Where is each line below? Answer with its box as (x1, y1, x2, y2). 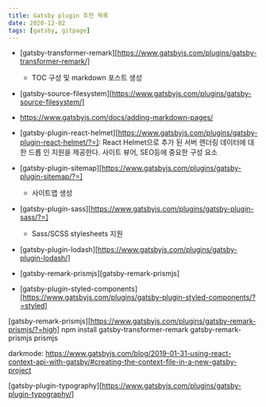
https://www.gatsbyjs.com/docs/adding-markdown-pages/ (19, 113, 214, 122)
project (8, 366, 32, 375)
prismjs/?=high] (8, 325, 60, 335)
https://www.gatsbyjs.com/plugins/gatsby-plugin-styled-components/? (22, 293, 256, 302)
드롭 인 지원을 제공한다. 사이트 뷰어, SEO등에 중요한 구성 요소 (28, 148, 218, 157)
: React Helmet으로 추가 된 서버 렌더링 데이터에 (98, 138, 246, 147)
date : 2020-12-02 (8, 19, 66, 27)
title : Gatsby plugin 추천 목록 (8, 11, 109, 20)
